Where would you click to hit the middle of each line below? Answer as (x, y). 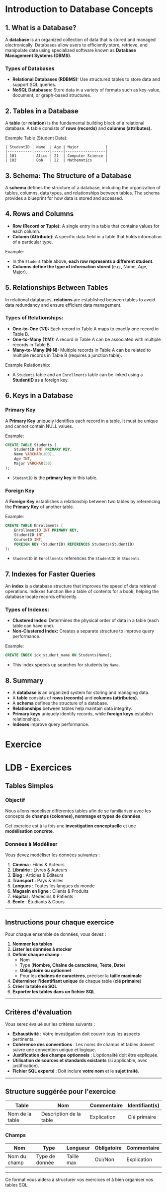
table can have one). (33, 626)
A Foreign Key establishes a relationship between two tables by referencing (83, 502)
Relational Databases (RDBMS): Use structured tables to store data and (86, 79)
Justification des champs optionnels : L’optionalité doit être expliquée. (85, 1055)
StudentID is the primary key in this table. (55, 478)
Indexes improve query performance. (51, 724)
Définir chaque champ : (37, 955)
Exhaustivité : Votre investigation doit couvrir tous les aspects (76, 1034)
